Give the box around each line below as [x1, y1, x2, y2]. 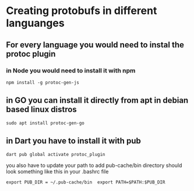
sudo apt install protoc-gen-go [6, 120, 84, 126]
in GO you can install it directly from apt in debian [6, 95, 189, 106]
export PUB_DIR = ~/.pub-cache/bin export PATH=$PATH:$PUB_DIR [6, 179, 165, 185]
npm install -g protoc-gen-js [6, 79, 80, 85]
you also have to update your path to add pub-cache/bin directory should [6, 162, 182, 169]
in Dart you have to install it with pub [6, 136, 141, 146]
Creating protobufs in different [6, 4, 157, 18]
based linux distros [6, 105, 77, 114]
